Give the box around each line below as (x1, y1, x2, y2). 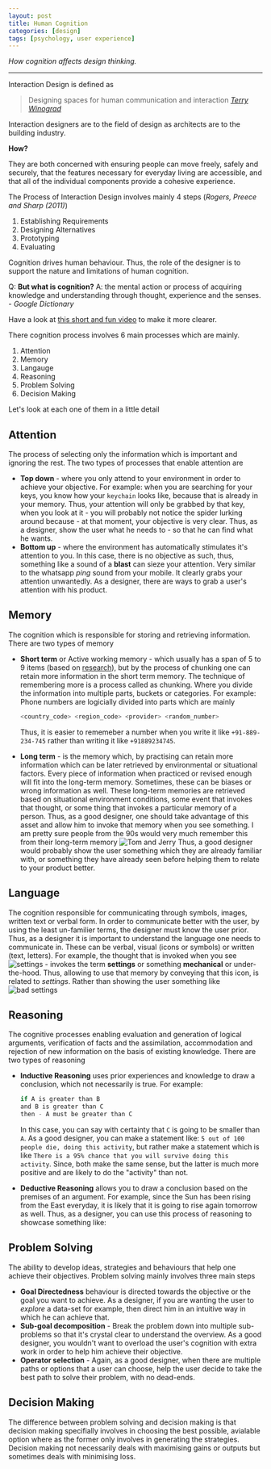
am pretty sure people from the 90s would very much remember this (19, 828, 248, 838)
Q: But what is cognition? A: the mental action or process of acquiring (8, 282, 242, 291)
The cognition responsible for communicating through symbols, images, (8, 907, 248, 917)
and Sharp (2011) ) (8, 201, 69, 211)
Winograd (27, 104, 62, 114)
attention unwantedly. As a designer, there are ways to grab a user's (19, 576, 248, 586)
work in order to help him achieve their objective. (19, 1346, 183, 1356)
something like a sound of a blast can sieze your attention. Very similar (19, 559, 256, 569)
